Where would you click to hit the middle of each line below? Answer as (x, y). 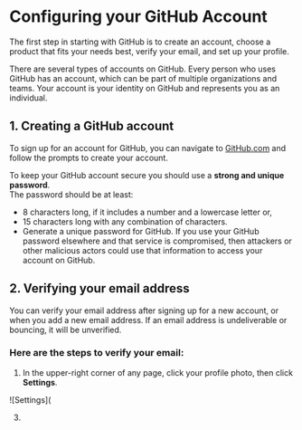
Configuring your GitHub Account (139, 17)
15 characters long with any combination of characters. (125, 221)
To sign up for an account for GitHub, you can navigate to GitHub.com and (148, 148)
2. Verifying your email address (99, 288)
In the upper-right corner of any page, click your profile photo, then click (158, 372)
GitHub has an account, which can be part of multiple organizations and (143, 78)
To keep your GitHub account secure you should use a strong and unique (147, 175)
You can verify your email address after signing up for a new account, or (144, 311)
